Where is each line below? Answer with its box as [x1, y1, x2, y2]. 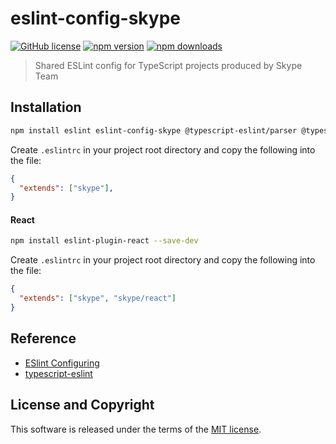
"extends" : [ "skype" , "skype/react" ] [19, 293, 177, 304]
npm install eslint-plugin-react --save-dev [10, 236, 199, 246]
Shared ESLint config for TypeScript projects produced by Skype [34, 59, 303, 71]
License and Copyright [10, 397, 155, 414]
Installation [10, 99, 82, 116]
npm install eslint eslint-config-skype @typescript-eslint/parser [10, 125, 298, 136]
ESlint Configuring [24, 357, 100, 369]
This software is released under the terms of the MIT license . [10, 423, 262, 435]
